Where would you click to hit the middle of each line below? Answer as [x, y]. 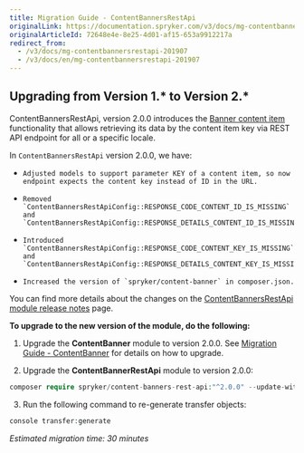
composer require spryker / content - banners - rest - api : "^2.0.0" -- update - [147, 387]
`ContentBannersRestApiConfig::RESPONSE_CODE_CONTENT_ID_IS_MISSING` [157, 207]
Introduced [43, 240]
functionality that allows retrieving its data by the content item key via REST [150, 128]
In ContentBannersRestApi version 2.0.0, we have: [101, 155]
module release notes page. [62, 308]
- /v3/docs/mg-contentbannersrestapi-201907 [103, 52]
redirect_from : [38, 43]
